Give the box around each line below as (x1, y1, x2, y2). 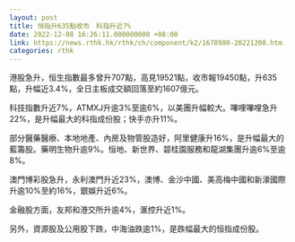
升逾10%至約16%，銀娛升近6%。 (9, 186, 133, 196)
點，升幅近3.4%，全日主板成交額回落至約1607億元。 (9, 83, 204, 94)
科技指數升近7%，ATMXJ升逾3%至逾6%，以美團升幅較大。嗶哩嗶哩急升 (9, 102, 278, 113)
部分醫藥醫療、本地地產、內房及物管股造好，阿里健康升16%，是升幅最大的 (9, 133, 285, 143)
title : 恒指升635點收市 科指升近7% (9, 22, 132, 30)
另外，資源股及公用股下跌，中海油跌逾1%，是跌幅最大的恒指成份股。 (9, 223, 265, 234)
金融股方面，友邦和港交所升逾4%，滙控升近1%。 (9, 204, 191, 215)
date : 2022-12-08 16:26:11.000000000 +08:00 (9, 30, 178, 39)
